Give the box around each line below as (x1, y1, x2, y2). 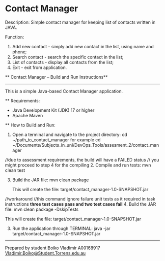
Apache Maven (12, 112, 43, 118)
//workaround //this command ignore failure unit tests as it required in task (5, 196, 156, 202)
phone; (12, 49, 27, 55)
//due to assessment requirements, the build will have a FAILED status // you (5, 157, 160, 163)
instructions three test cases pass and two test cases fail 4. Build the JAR (5, 201, 156, 207)
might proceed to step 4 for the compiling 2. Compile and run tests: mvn (5, 162, 151, 168)
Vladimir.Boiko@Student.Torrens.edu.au (5, 250, 86, 256)
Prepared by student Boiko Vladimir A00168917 (5, 245, 101, 251)
